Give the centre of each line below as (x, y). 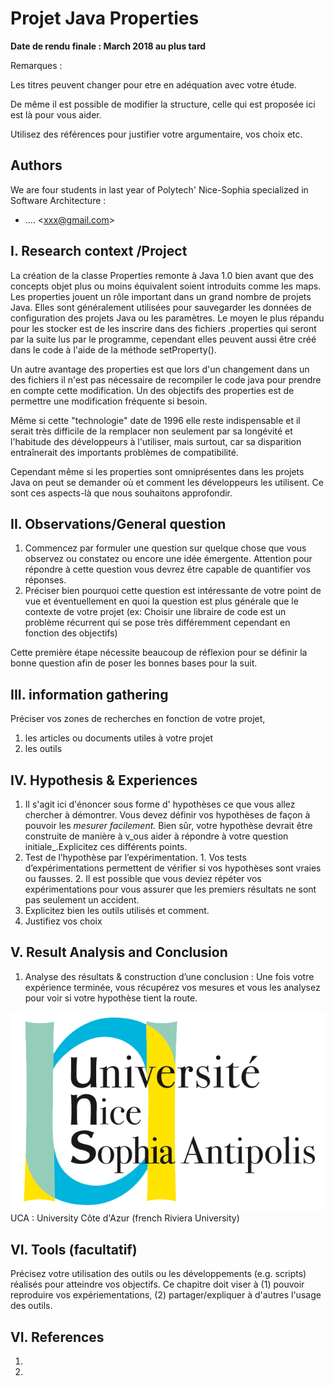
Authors (36, 165)
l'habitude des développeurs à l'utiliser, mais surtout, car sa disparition (156, 441)
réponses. (45, 580)
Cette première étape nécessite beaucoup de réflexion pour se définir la (159, 653)
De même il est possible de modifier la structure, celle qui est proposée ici (163, 104)
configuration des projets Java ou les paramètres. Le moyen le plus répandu (167, 318)
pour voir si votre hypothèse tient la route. (111, 998)
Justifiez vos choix (63, 921)
